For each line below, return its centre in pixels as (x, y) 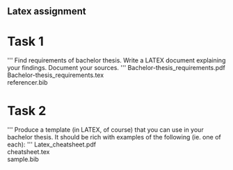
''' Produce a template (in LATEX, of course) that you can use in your (105, 130)
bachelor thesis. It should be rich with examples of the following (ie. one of (114, 137)
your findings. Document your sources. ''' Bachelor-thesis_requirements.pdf (116, 68)
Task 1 (25, 41)
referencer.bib (27, 83)
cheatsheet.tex (29, 152)
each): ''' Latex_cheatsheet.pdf (51, 144)
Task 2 (27, 111)
